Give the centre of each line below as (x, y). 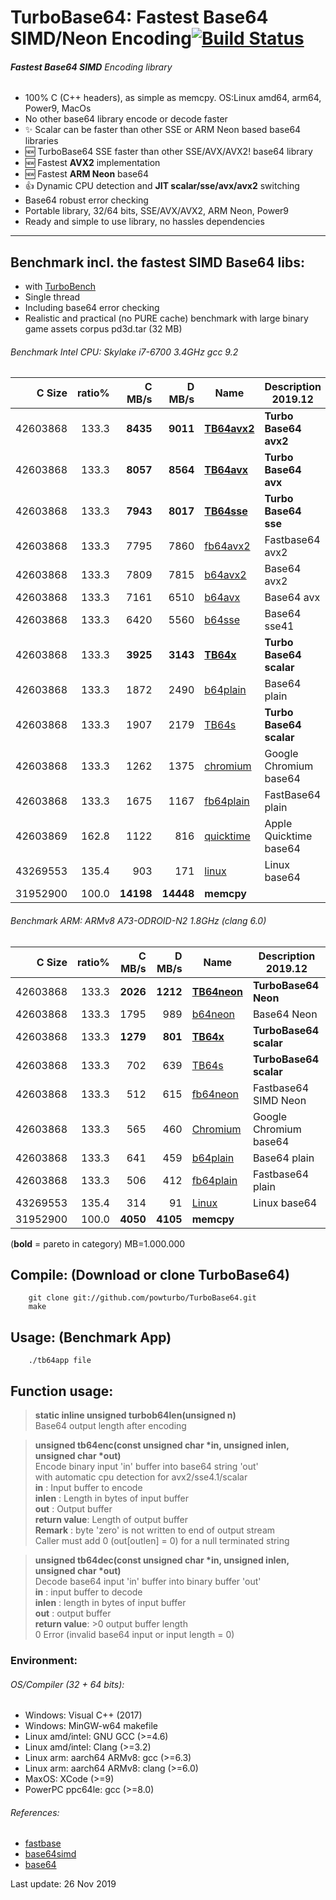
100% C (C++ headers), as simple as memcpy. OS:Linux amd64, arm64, (173, 98)
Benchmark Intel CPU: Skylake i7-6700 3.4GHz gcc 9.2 (124, 352)
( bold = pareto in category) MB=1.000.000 (98, 1243)
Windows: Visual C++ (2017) (83, 1715)
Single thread (52, 297)
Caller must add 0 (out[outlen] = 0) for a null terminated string (162, 1541)
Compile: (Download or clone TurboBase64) (150, 1275)
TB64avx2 (229, 429)
